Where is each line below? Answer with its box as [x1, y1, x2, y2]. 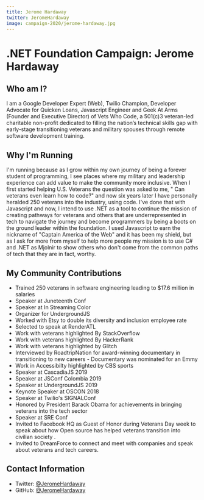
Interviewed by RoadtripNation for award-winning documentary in [15, 349, 181, 356]
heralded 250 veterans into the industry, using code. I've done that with [6, 199, 186, 206]
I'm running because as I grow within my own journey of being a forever [6, 166, 187, 174]
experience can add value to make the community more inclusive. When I [6, 179, 191, 187]
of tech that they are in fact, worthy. [6, 251, 96, 258]
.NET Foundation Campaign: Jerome [6, 46, 194, 60]
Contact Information [6, 464, 85, 474]
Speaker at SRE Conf [15, 414, 68, 421]
